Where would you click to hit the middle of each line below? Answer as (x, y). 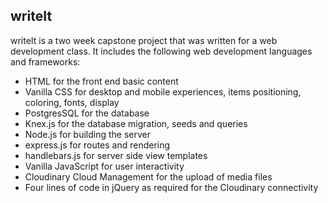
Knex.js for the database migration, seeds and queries (136, 123)
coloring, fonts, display (72, 102)
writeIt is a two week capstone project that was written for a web (144, 40)
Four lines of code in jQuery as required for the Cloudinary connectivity (171, 187)
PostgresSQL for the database (87, 113)
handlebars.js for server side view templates (116, 155)
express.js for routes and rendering (97, 145)
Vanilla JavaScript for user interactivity (104, 166)
